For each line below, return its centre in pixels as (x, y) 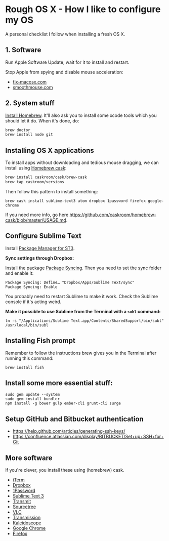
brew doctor (18, 130)
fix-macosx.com (30, 81)
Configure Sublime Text (44, 236)
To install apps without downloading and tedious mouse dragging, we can (82, 162)
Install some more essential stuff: (59, 383)
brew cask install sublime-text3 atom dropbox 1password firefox (75, 201)
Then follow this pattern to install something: (52, 191)
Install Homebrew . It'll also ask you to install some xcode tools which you (81, 115)
